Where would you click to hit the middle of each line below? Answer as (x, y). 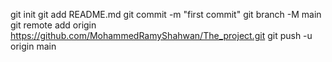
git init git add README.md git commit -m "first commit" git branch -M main (166, 14)
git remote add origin (53, 25)
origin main (33, 46)
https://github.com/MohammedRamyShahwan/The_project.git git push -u (161, 35)
